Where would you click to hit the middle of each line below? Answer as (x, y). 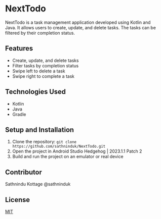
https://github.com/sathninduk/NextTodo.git (59, 147)
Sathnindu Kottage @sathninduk (38, 184)
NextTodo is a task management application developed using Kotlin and (78, 22)
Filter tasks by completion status (45, 65)
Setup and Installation (40, 130)
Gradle (19, 114)
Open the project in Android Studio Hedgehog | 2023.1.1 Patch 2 (77, 151)
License (18, 199)
